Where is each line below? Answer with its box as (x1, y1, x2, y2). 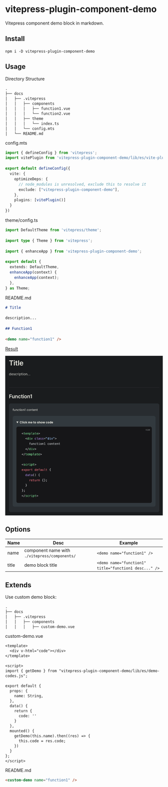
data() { (9, 703, 28, 709)
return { (14, 708, 32, 714)
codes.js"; (5, 673, 28, 679)
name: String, (14, 693, 43, 699)
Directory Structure (5, 76, 45, 82)
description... (5, 315, 37, 321)
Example (119, 540, 138, 546)
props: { (9, 688, 28, 694)
